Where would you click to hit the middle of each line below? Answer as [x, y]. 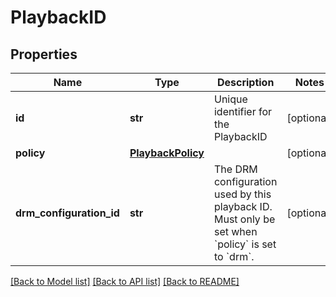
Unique [230, 99]
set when [235, 231]
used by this [242, 194]
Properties [44, 54]
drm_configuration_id [67, 213]
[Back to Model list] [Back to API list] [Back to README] [125, 281]
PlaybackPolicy [167, 153]
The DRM [235, 169]
